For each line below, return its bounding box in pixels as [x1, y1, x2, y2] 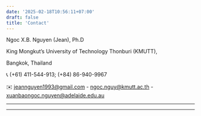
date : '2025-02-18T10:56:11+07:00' [6, 8, 95, 15]
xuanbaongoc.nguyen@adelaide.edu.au [6, 92, 105, 99]
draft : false [6, 14, 39, 20]
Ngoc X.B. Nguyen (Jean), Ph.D [6, 36, 84, 44]
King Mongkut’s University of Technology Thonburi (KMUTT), [6, 48, 157, 55]
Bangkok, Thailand [6, 59, 52, 66]
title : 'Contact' [6, 20, 50, 26]
